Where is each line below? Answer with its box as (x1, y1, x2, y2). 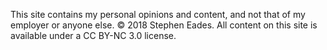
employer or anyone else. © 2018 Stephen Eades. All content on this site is (10, 19, 318, 31)
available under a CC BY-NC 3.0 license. (10, 30, 177, 41)
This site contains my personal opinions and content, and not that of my (10, 9, 306, 20)
